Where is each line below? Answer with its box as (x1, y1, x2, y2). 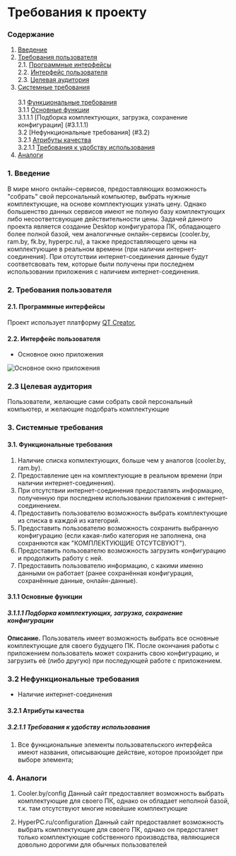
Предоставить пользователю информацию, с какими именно (17, 561, 203, 569)
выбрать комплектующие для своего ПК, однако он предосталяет (17, 826, 219, 834)
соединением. (17, 501, 61, 509)
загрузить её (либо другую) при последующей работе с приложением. (7, 657, 223, 665)
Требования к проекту (7, 4, 147, 21)
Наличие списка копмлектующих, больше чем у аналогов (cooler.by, (17, 456, 226, 464)
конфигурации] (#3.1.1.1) (17, 121, 89, 129)
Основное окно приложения (17, 350, 104, 359)
